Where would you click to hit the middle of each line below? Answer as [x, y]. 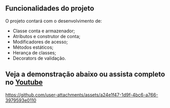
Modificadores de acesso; [40, 42]
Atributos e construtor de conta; [46, 36]
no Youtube [24, 83]
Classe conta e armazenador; [44, 31]
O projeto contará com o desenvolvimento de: [54, 21]
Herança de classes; [34, 52]
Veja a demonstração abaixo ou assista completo [85, 74]
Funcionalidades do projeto [50, 8]
